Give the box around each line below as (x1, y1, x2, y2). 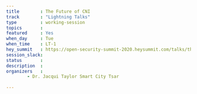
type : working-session (6, 19, 85, 25)
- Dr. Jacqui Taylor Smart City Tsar (27, 74, 119, 79)
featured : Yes (6, 30, 54, 36)
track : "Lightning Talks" (6, 14, 91, 20)
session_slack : (6, 52, 43, 58)
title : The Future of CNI (6, 8, 91, 15)
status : (6, 57, 43, 63)
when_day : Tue (6, 36, 54, 41)
